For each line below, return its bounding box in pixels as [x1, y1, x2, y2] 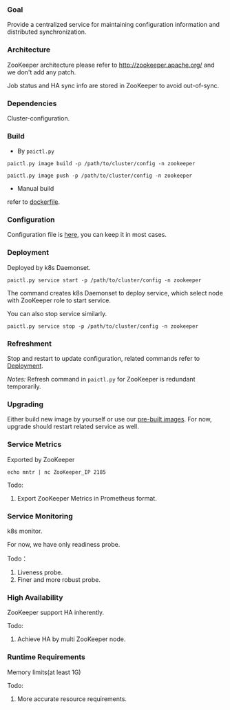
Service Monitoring [7, 511, 74, 521]
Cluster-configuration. [7, 114, 70, 122]
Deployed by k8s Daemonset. [7, 263, 91, 271]
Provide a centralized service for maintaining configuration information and [7, 21, 220, 29]
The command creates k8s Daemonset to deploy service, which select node [7, 289, 224, 297]
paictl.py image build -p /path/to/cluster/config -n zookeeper [7, 160, 196, 167]
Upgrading [7, 399, 43, 409]
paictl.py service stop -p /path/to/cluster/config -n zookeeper [7, 322, 198, 330]
